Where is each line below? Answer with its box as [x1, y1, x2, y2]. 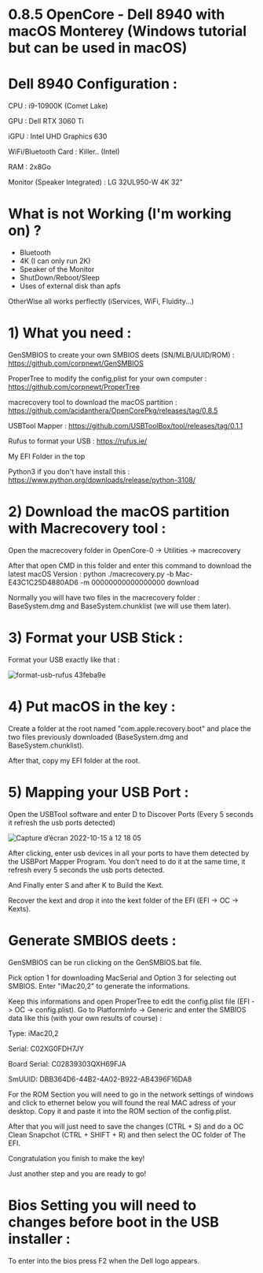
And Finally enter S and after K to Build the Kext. [8, 880, 164, 889]
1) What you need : [8, 325, 132, 342]
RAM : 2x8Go [8, 162, 51, 172]
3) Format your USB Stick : [8, 629, 184, 647]
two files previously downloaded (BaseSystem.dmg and [8, 732, 188, 741]
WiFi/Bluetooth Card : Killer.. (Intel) [8, 147, 120, 157]
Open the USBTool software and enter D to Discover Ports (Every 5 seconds [8, 809, 254, 818]
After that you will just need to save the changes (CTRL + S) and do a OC [8, 1121, 244, 1131]
